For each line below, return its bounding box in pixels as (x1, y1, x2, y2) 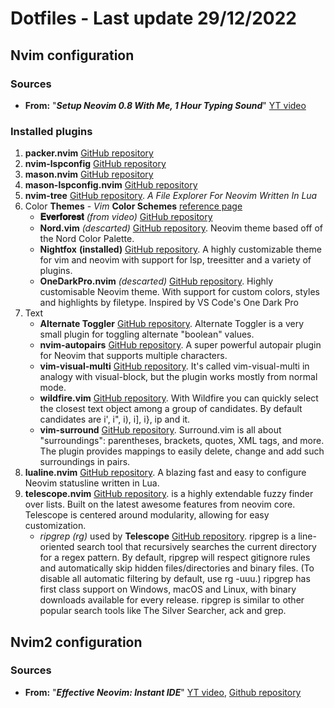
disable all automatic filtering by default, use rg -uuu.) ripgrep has (39, 573, 311, 585)
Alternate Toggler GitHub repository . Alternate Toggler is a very (39, 318, 305, 330)
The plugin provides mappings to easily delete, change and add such (39, 445, 325, 457)
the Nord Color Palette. (39, 233, 135, 245)
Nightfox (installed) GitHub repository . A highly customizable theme (39, 243, 322, 256)
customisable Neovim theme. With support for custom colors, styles (39, 286, 320, 298)
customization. (24, 520, 87, 532)
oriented (39, 541, 75, 553)
